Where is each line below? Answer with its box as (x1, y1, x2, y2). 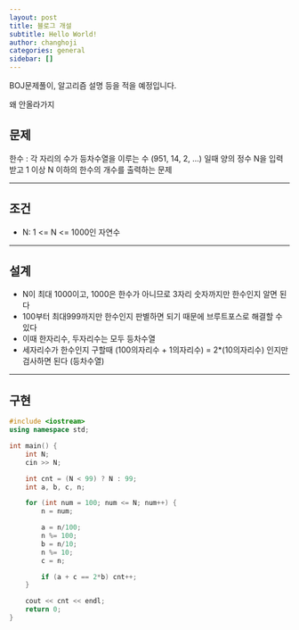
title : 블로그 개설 (9, 21, 72, 30)
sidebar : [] (9, 54, 53, 63)
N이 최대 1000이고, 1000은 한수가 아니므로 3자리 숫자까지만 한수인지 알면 (21, 289, 278, 300)
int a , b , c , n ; (25, 483, 86, 492)
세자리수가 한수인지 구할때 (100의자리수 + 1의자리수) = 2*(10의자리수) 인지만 (21, 344, 289, 355)
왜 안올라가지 (9, 99, 55, 110)
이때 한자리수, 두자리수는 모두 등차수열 (21, 334, 156, 344)
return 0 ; (25, 605, 62, 614)
